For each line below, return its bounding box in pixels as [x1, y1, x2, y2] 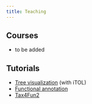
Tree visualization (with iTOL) [14, 79, 87, 86]
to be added [14, 46, 45, 53]
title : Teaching [6, 8, 46, 15]
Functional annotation [14, 85, 68, 92]
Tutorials [6, 63, 40, 73]
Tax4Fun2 [14, 92, 40, 99]
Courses [6, 31, 39, 41]
